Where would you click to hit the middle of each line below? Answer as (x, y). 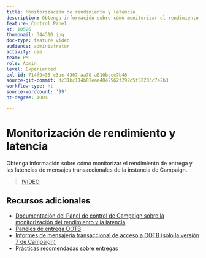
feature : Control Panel (37, 23)
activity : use (25, 52)
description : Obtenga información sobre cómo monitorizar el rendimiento (103, 18)
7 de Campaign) (36, 241)
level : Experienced (31, 69)
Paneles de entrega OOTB (48, 229)
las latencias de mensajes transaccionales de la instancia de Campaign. (97, 170)
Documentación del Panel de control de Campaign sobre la (90, 216)
